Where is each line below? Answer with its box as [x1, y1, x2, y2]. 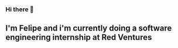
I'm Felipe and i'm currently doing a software [5, 23, 172, 33]
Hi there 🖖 [5, 5, 35, 13]
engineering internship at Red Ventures [5, 32, 152, 43]
